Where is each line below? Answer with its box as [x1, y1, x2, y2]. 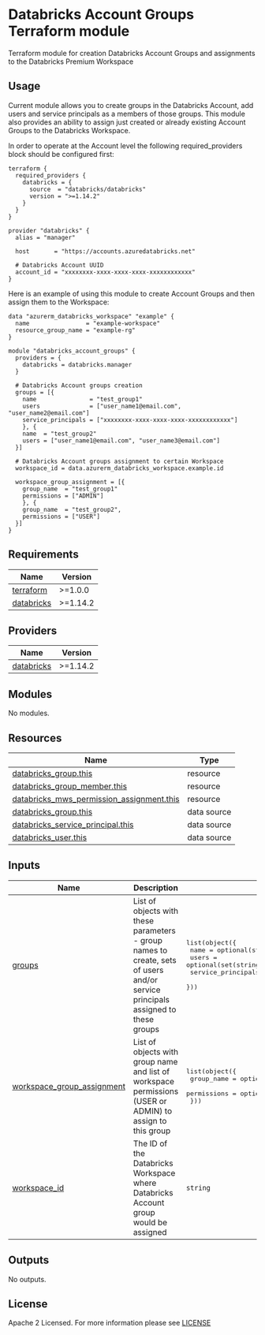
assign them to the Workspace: [8, 297, 110, 307]
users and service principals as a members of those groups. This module [8, 109, 246, 118]
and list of [132, 1066, 170, 1077]
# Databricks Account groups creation [15, 381, 144, 390]
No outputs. [8, 1274, 47, 1284]
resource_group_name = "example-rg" [15, 326, 136, 334]
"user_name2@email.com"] [8, 408, 90, 417]
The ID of [132, 1138, 168, 1149]
